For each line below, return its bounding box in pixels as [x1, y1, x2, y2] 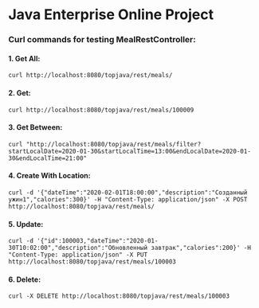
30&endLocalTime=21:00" [8, 154, 88, 162]
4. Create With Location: [8, 171, 91, 181]
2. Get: [8, 88, 32, 97]
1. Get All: [8, 53, 41, 63]
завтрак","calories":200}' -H [151, 244, 251, 252]
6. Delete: [8, 275, 41, 284]
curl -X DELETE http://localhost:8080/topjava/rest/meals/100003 [8, 292, 230, 300]
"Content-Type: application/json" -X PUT [8, 251, 148, 259]
